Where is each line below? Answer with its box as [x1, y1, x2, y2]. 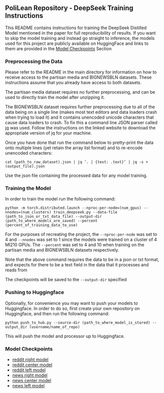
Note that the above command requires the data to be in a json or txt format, [5, 257, 160, 262]
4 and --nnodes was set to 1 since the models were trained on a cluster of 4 [5, 236, 157, 243]
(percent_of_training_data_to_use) [5, 223, 78, 228]
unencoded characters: [5, 150, 53, 156]
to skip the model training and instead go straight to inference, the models [5, 35, 155, 41]
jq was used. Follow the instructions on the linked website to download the [5, 125, 156, 131]
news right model [12, 372, 48, 378]
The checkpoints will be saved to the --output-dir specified [5, 277, 127, 283]
